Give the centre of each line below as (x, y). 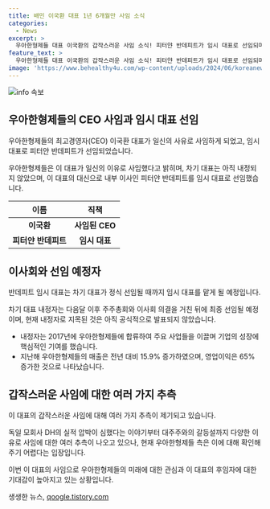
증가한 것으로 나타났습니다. (62, 367)
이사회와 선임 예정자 (55, 271)
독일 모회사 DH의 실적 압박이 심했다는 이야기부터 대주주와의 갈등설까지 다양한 (129, 433)
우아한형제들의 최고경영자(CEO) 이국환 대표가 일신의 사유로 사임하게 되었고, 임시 (134, 141)
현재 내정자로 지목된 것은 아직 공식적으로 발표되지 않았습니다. (121, 319)
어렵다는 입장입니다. (54, 453)
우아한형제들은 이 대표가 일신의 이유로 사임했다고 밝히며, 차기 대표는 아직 (122, 168)
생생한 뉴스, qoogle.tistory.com (59, 497)
